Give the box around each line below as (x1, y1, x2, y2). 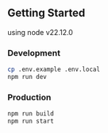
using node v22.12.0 (7, 27, 73, 37)
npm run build (7, 110, 55, 118)
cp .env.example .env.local (7, 65, 101, 74)
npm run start (7, 117, 55, 126)
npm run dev (7, 72, 47, 80)
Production (7, 92, 52, 103)
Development (7, 47, 61, 58)
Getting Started (7, 6, 86, 20)
